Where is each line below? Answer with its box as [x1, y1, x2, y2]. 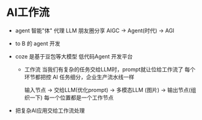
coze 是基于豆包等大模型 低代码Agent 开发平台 [15, 52, 133, 60]
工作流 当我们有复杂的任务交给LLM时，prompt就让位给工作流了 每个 [24, 65, 196, 73]
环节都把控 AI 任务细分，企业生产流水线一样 [24, 73, 134, 80]
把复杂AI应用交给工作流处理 [15, 107, 85, 114]
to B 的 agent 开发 [15, 40, 61, 47]
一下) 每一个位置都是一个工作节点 [29, 94, 114, 101]
